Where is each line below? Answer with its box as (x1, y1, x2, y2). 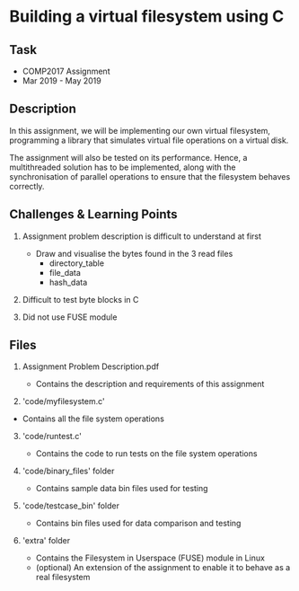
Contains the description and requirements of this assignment (35, 379, 265, 390)
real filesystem (35, 572, 91, 583)
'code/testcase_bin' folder (22, 500, 119, 511)
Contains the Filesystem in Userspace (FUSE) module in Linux (35, 552, 265, 563)
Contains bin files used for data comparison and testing (35, 518, 242, 529)
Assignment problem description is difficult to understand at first (22, 231, 262, 242)
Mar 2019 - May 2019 (22, 75, 101, 86)
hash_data (48, 277, 88, 287)
